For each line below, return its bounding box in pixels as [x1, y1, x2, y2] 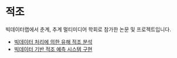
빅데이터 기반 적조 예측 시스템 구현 [13, 45, 93, 53]
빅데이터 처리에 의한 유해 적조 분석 [13, 38, 93, 45]
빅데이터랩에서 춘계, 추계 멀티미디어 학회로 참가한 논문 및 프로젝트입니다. [5, 26, 171, 33]
